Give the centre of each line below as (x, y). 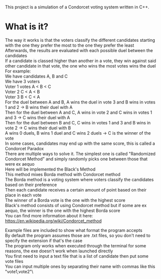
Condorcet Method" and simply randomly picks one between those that (76, 159)
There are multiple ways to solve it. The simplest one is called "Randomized (80, 154)
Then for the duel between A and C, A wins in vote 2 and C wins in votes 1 (79, 112)
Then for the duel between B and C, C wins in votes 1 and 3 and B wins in (78, 122)
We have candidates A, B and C (37, 76)
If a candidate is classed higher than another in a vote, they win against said (80, 61)
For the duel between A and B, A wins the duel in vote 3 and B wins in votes (80, 102)
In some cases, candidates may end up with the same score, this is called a (80, 143)
